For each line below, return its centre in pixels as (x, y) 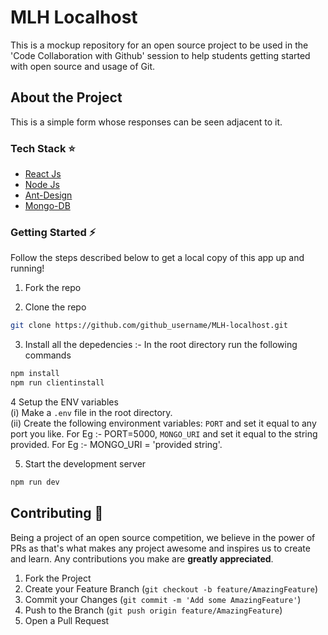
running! (27, 268)
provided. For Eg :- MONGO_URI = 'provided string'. (116, 444)
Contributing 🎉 (57, 513)
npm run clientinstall (57, 383)
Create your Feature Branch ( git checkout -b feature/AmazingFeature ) (171, 588)
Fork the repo (53, 288)
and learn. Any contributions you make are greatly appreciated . (142, 558)
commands (48, 355)
